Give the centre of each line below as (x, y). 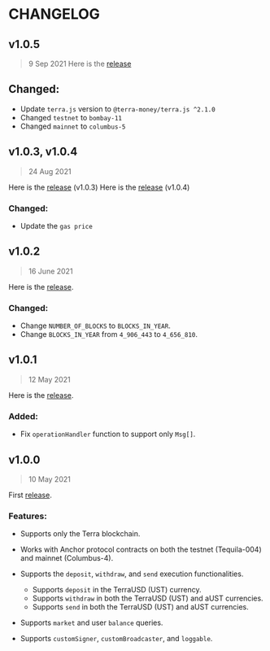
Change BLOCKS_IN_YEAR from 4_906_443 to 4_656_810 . (109, 334)
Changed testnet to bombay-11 (71, 117)
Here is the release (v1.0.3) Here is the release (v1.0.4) (99, 187)
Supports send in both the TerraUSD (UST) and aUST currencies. (141, 607)
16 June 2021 (50, 271)
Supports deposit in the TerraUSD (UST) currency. (117, 590)
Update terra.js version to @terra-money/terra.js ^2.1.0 (118, 109)
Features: (28, 516)
